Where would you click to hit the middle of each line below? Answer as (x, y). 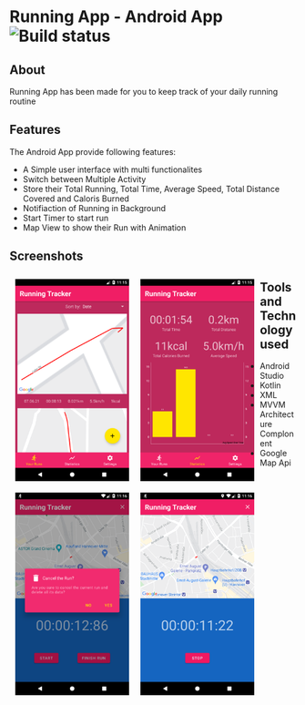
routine (23, 101)
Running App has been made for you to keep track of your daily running (144, 92)
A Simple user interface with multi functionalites (112, 169)
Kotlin (270, 385)
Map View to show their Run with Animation (104, 227)
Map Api (275, 463)
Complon (277, 434)
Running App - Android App (116, 17)
